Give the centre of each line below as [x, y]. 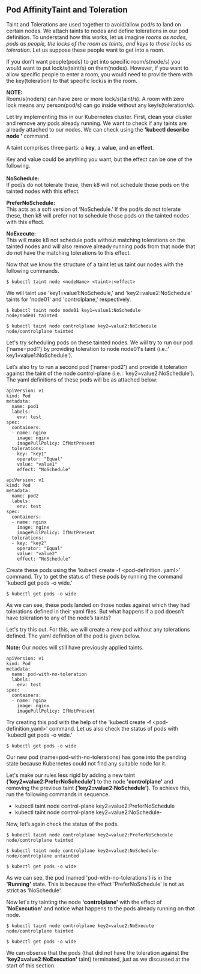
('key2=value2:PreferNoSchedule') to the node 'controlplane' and [90, 781]
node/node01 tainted [32, 315]
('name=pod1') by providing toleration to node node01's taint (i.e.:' [88, 349]
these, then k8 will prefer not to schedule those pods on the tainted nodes [97, 215]
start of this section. [31, 965]
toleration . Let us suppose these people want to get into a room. [85, 50]
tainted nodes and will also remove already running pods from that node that [101, 246]
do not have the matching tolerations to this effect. [68, 252]
